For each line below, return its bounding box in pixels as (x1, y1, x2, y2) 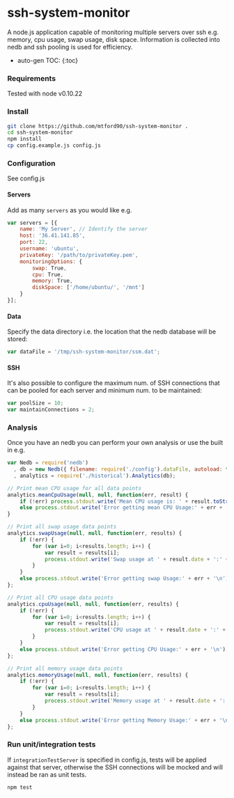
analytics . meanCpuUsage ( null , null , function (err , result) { (7, 491, 189, 499)
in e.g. (7, 446, 26, 454)
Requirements (7, 73, 56, 83)
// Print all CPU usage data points (7, 594, 114, 601)
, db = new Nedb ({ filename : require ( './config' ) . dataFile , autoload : (13, 466, 223, 473)
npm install (7, 136, 42, 143)
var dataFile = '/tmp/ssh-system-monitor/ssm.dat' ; (7, 348, 160, 356)
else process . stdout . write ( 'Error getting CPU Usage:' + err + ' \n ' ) (19, 646, 226, 652)
